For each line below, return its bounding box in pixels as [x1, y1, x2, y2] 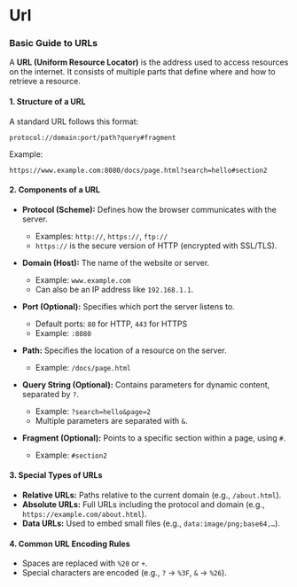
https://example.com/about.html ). [21, 509, 147, 520]
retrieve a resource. [9, 76, 82, 87]
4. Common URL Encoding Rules [9, 538, 130, 549]
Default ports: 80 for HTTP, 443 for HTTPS [35, 318, 188, 329]
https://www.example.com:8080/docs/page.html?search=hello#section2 [9, 166, 268, 175]
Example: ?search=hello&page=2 [35, 405, 152, 417]
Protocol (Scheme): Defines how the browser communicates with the [21, 204, 277, 215]
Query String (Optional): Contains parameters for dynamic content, [21, 379, 270, 390]
